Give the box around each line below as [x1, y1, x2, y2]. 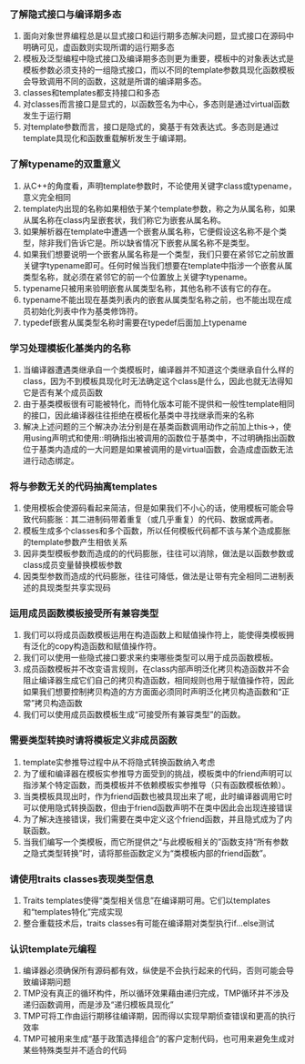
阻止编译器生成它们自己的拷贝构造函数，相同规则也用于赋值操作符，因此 [22, 675, 294, 686]
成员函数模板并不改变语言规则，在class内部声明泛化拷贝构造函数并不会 [22, 664, 290, 674]
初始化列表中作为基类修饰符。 [30, 305, 143, 316]
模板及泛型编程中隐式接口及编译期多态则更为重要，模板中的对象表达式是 [22, 53, 294, 65]
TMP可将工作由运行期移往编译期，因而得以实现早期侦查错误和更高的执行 [22, 1010, 296, 1021]
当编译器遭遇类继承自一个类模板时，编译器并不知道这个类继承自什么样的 [22, 364, 294, 375]
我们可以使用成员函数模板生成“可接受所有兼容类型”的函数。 [22, 709, 246, 720]
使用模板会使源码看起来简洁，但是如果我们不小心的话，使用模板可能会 [22, 502, 287, 513]
